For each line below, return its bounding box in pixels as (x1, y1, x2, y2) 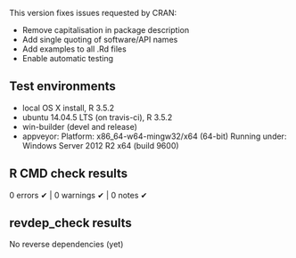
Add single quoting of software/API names (21, 35, 178, 44)
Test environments (9, 79, 116, 94)
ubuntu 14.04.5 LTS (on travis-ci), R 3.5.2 (21, 111, 173, 123)
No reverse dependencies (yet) (9, 239, 124, 250)
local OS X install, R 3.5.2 (21, 102, 114, 113)
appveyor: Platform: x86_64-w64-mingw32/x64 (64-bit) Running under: (21, 131, 287, 141)
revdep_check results (9, 215, 132, 230)
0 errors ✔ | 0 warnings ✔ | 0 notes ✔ (9, 189, 148, 200)
